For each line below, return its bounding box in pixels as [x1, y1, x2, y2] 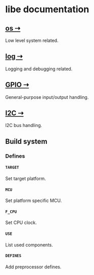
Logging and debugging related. [5, 65, 73, 72]
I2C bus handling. [5, 122, 42, 129]
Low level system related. [5, 37, 58, 43]
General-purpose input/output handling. [5, 94, 89, 100]
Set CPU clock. [5, 219, 37, 226]
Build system [5, 137, 47, 146]
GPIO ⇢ [5, 81, 29, 89]
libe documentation [5, 4, 89, 15]
